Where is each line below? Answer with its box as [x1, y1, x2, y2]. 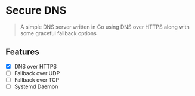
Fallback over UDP [14, 69, 60, 76]
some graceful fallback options [20, 29, 97, 36]
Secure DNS [5, 4, 67, 17]
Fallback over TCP [14, 76, 60, 83]
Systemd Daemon [14, 83, 58, 90]
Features [5, 47, 39, 57]
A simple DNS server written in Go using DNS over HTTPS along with [20, 23, 190, 30]
